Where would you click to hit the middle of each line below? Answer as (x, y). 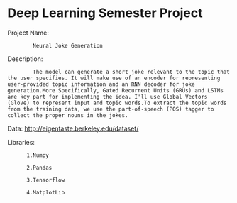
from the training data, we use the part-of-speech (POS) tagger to (111, 109)
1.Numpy (38, 155)
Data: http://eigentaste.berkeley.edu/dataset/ (73, 128)
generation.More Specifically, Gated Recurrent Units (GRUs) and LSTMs (115, 90)
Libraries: (21, 142)
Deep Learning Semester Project (105, 13)
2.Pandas (39, 168)
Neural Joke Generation (68, 45)
